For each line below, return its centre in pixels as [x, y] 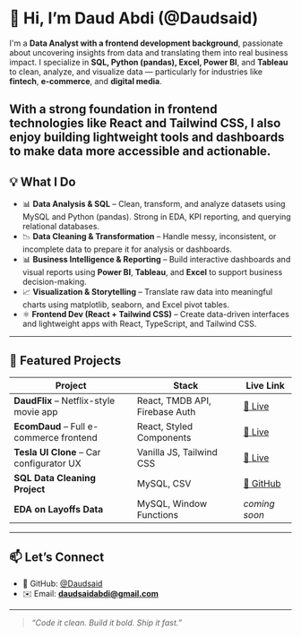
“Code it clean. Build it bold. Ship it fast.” [106, 623]
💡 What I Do [43, 181]
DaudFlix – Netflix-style [64, 400]
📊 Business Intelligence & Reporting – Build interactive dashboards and [156, 260]
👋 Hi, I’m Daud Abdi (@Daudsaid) [133, 18]
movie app [36, 411]
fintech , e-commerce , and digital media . [86, 81]
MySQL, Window [172, 504]
